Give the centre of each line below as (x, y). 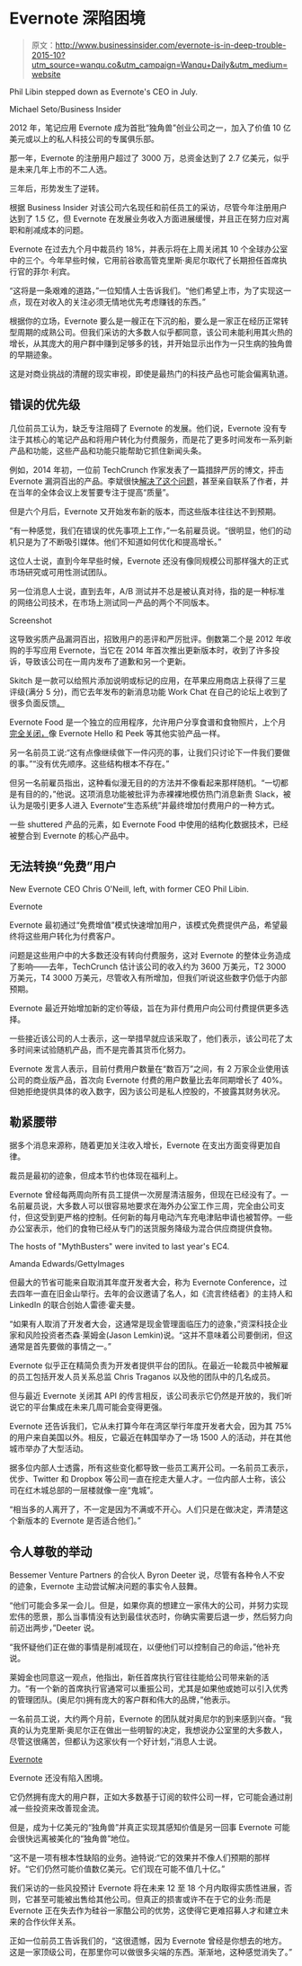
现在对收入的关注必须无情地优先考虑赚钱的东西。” (115, 301)
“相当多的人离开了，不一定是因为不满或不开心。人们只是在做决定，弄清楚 (145, 1509)
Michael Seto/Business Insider (65, 109)
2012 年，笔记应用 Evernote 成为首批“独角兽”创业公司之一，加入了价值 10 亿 (151, 128)
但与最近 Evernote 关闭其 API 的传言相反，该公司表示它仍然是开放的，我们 (147, 1396)
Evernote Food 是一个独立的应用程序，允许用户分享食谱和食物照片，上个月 (147, 722)
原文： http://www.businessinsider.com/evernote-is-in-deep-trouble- (159, 45)
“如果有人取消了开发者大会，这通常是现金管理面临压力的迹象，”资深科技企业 (149, 1324)
